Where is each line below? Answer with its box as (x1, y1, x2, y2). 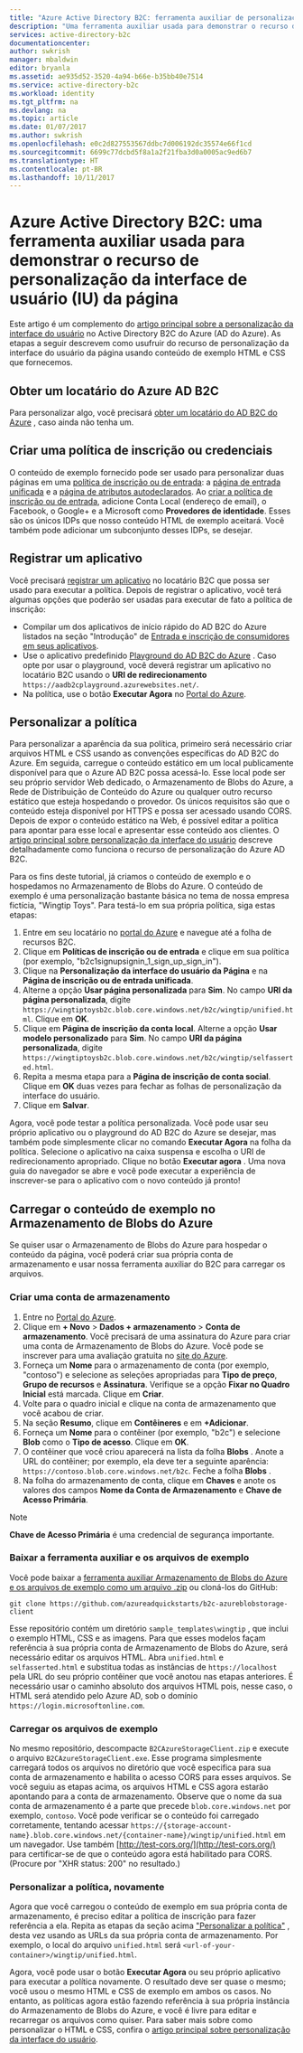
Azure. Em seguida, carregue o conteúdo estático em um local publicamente (9, 758, 294, 768)
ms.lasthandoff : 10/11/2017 (9, 173, 115, 182)
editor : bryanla (9, 64, 70, 73)
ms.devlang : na (9, 106, 67, 115)
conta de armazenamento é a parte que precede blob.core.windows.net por (9, 1801, 291, 1812)
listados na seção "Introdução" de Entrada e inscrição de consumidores (22, 630, 290, 642)
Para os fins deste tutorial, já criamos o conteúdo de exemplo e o (9, 871, 251, 882)
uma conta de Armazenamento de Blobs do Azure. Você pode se (22, 1340, 264, 1351)
